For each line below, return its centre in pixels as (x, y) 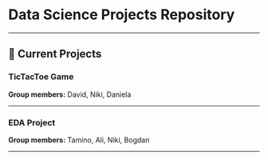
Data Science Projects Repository (122, 15)
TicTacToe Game (41, 77)
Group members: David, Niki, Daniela (70, 94)
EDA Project (32, 122)
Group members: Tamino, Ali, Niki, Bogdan (79, 140)
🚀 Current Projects (55, 54)
